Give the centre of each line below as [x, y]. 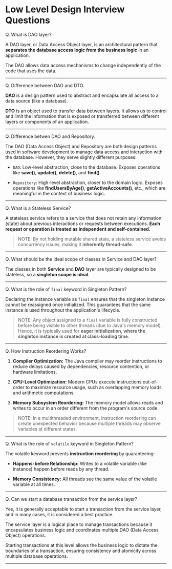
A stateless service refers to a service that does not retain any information [83, 218]
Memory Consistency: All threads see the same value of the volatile [85, 479]
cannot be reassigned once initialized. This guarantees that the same [78, 304]
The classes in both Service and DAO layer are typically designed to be [81, 269]
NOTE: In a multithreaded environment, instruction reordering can [87, 418]
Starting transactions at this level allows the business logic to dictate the [81, 545]
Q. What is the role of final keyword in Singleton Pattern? [66, 289]
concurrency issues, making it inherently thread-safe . [75, 244]
